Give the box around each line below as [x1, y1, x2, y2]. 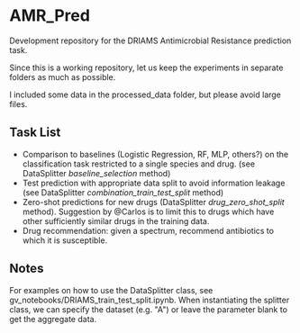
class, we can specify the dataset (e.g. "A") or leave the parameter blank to [9, 303, 288, 315]
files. [9, 98, 28, 109]
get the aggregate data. [9, 313, 97, 324]
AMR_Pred [9, 5, 90, 26]
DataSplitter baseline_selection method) [22, 167, 171, 178]
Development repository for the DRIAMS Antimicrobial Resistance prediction [9, 35, 292, 46]
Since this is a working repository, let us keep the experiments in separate [9, 62, 284, 73]
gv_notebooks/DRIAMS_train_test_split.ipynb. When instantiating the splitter [9, 294, 290, 305]
